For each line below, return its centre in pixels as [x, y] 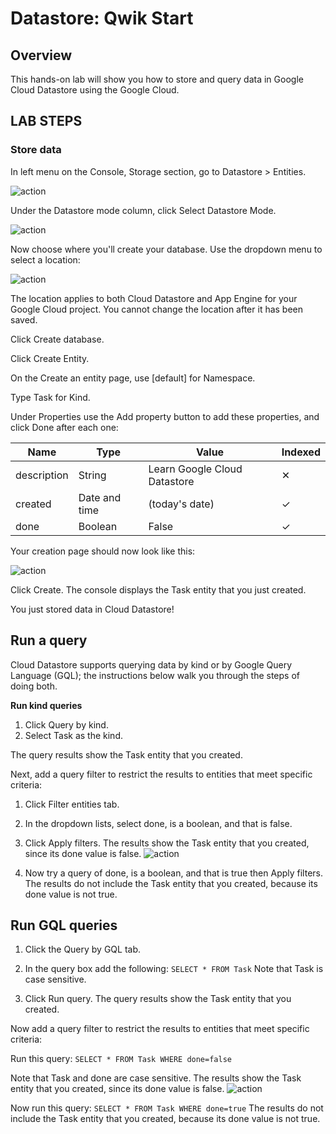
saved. [24, 319]
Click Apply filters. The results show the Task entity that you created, [167, 843]
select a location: [45, 259]
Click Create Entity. [50, 358]
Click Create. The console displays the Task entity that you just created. [158, 589]
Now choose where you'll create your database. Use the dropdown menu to [166, 249]
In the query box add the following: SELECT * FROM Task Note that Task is [174, 969]
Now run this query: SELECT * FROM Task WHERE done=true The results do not [167, 1108]
